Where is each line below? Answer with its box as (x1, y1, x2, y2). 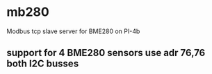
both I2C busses (6, 58, 79, 70)
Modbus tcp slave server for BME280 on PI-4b (6, 27, 140, 35)
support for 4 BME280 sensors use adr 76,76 (6, 47, 206, 59)
